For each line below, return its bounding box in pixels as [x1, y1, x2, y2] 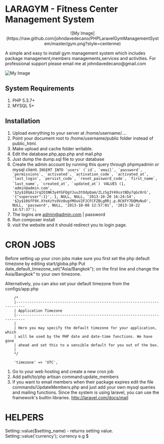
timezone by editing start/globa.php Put [5, 261, 85, 266]
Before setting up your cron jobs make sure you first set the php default [5, 255, 150, 261]
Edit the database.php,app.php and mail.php [12, 151, 102, 157]
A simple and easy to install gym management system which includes [5, 50, 146, 56]
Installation [5, 117, 40, 125]
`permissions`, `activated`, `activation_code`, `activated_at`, [12, 172, 149, 177]
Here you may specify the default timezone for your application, [18, 326, 157, 330]
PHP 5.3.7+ [12, 97, 35, 103]
